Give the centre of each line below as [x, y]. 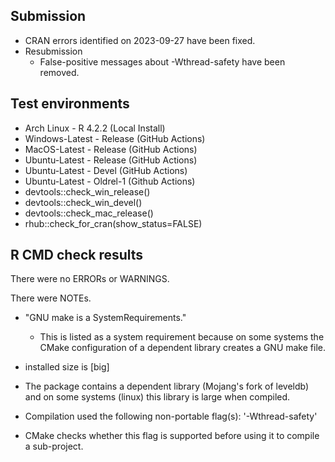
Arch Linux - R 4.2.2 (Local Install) [95, 128]
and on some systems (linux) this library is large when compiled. [157, 397]
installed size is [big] [67, 367]
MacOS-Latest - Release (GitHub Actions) [111, 149]
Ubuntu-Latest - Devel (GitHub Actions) [106, 170]
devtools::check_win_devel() [83, 202]
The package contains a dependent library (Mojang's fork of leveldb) [167, 386]
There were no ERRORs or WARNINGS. [90, 279]
